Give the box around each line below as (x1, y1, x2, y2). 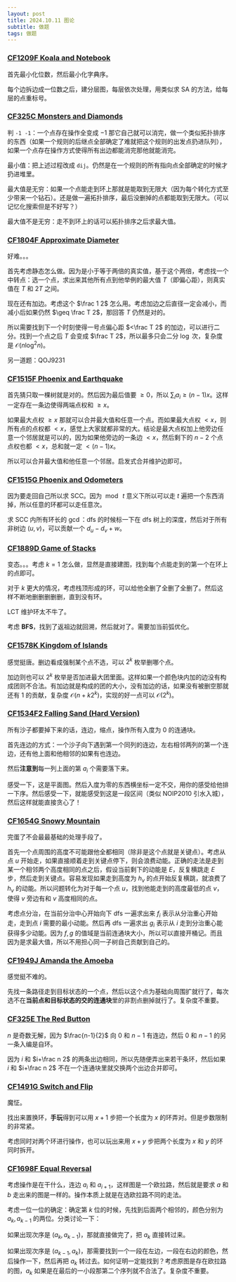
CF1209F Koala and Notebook (7, 53, 111, 63)
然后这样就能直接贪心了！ (7, 798, 81, 806)
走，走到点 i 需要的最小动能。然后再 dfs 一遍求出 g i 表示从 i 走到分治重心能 (7, 919, 223, 929)
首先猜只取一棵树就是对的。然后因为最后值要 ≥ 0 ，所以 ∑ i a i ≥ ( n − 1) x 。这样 (7, 391, 229, 400)
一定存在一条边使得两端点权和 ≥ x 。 (7, 400, 114, 409)
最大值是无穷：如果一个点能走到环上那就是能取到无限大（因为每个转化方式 (7, 184, 223, 193)
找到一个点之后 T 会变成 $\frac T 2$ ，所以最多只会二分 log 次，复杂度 (19, 332, 223, 341)
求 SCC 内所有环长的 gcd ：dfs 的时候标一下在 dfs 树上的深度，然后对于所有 (7, 516, 228, 524)
